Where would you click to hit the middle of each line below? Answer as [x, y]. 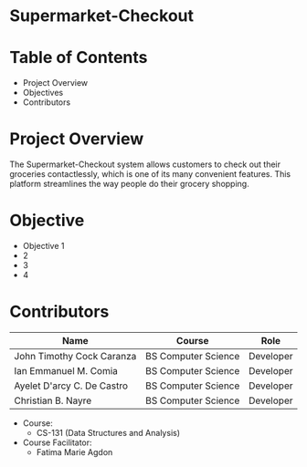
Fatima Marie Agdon [74, 451]
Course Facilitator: [58, 442]
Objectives [43, 93]
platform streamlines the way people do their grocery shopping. [129, 184]
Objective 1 [43, 246]
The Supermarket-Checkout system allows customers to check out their [145, 164]
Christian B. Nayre [53, 400]
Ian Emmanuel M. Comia [66, 370]
